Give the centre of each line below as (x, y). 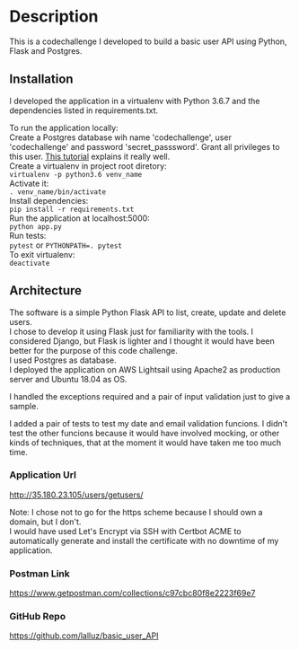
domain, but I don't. (45, 522)
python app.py (36, 226)
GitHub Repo (37, 617)
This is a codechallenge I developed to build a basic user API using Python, (148, 41)
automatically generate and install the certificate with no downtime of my (144, 540)
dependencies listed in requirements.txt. (84, 110)
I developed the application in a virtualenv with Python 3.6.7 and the (135, 101)
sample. (24, 406)
